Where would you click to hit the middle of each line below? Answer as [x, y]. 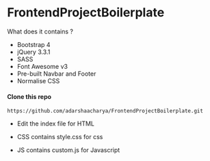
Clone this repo [29, 96]
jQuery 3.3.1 [34, 52]
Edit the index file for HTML [55, 123]
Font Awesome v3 [42, 66]
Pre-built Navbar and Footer [56, 74]
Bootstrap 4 [34, 44]
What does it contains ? [40, 31]
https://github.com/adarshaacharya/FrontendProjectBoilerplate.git [105, 111]
